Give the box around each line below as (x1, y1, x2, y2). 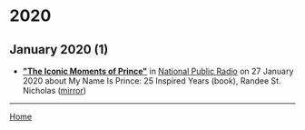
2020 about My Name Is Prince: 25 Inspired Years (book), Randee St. (22, 75, 281, 86)
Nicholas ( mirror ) (22, 85, 87, 95)
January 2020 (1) (9, 42, 109, 57)
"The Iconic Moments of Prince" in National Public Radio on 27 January (22, 65, 294, 76)
